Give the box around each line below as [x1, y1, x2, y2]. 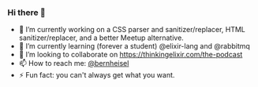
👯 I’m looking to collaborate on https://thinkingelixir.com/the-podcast [18, 50, 243, 60]
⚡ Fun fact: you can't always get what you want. [18, 71, 175, 80]
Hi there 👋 [7, 7, 47, 18]
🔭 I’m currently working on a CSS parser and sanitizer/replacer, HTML [18, 25, 246, 34]
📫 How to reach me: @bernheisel [18, 59, 129, 68]
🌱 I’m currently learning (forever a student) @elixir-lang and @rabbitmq [18, 42, 250, 51]
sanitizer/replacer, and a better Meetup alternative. [18, 33, 185, 42]
